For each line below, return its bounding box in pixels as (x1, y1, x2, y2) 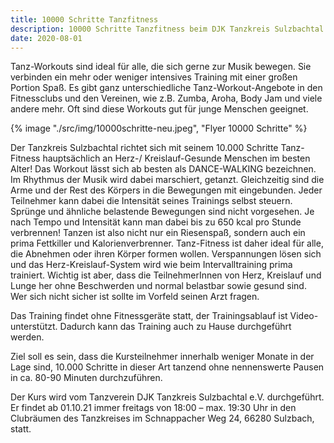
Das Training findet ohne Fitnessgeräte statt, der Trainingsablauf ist (10, 310, 288, 322)
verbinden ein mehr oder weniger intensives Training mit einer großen (10, 71, 298, 83)
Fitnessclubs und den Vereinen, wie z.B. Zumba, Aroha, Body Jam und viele (10, 92, 323, 105)
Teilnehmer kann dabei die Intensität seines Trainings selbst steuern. (10, 195, 293, 207)
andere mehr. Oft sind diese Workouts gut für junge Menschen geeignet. (10, 103, 309, 115)
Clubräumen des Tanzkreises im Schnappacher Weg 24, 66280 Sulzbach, (10, 412, 315, 425)
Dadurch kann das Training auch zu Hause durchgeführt (59, 321, 292, 333)
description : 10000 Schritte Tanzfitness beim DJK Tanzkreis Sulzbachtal (10, 24, 325, 34)
